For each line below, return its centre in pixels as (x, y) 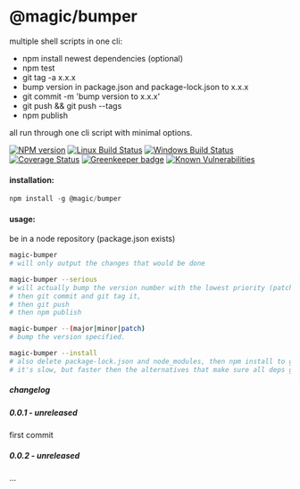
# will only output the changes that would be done (107, 264)
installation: (32, 179)
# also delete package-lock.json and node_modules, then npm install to (147, 361)
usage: (22, 219)
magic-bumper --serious (54, 279)
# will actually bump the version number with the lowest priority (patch (151, 287)
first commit (31, 435)
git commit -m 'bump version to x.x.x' (91, 96)
